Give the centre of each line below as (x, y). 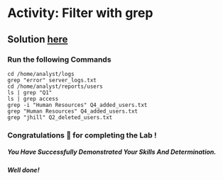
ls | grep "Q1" (30, 92)
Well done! (24, 170)
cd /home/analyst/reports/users (55, 86)
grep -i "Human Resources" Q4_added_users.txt (77, 105)
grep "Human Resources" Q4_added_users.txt (73, 111)
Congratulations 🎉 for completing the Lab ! (82, 135)
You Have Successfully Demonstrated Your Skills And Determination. (112, 152)
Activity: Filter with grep (80, 13)
